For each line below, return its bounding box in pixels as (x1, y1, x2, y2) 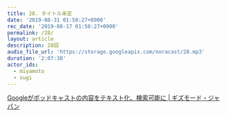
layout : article (7, 36, 54, 43)
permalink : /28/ (7, 29, 54, 36)
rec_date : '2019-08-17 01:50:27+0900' (7, 23, 119, 30)
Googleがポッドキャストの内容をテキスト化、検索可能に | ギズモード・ (7, 94, 208, 102)
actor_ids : (7, 61, 39, 68)
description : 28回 (7, 42, 59, 49)
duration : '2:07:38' (7, 55, 67, 62)
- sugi (13, 74, 32, 81)
